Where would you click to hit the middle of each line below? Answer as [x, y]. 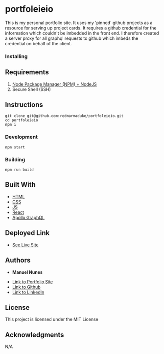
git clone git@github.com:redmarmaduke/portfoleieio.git [64, 116]
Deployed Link [27, 233]
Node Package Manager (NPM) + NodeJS [54, 84]
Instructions [24, 105]
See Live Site [25, 245]
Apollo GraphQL [28, 217]
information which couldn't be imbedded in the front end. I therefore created [82, 33]
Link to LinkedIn [28, 292]
